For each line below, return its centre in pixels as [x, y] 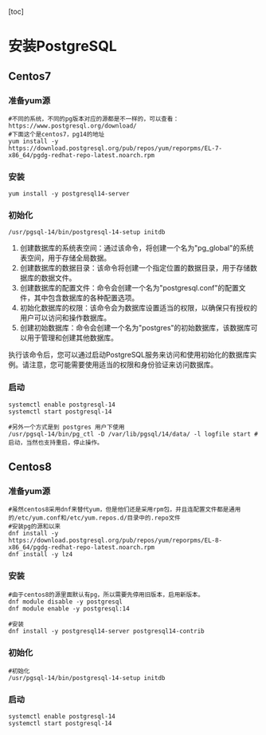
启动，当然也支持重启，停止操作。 [56, 442]
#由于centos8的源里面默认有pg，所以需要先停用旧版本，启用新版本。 [106, 595]
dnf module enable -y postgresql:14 [69, 609]
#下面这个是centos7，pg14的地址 [57, 134]
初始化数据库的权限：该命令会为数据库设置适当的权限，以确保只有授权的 [138, 308]
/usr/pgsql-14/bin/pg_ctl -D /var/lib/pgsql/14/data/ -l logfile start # [133, 434]
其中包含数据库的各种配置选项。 [86, 298]
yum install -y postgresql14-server [69, 194]
